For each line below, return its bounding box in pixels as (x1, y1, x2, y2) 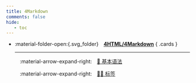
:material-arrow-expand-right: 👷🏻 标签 (19, 70, 116, 77)
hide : (6, 19, 19, 25)
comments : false (6, 14, 45, 20)
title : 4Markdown (6, 8, 48, 15)
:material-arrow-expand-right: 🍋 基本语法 (19, 58, 123, 65)
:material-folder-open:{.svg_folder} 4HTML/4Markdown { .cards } (14, 41, 178, 48)
